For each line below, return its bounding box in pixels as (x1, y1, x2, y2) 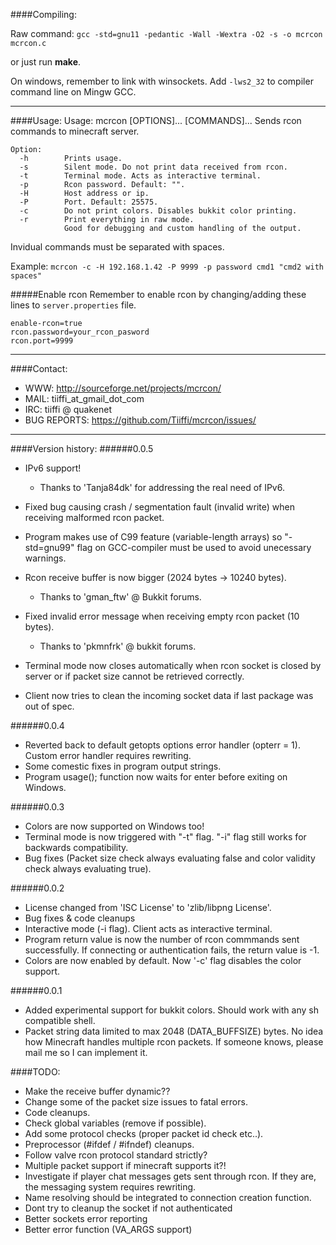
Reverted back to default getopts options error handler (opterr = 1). (24, 739, 301, 751)
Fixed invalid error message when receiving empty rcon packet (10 (24, 610, 300, 622)
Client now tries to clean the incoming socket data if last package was (24, 690, 314, 701)
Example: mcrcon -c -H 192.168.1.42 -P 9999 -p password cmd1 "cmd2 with (10, 260, 324, 272)
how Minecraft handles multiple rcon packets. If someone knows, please (24, 1036, 324, 1048)
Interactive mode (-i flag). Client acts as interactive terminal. (24, 923, 273, 934)
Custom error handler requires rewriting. (24, 750, 192, 761)
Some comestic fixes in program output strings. (24, 760, 222, 772)
